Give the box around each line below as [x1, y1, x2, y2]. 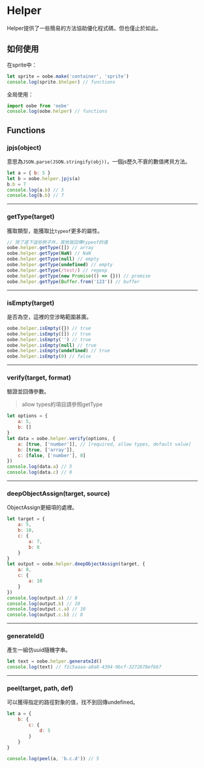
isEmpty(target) [7, 298, 55, 307]
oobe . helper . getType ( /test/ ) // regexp [7, 267, 108, 273]
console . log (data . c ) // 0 [7, 469, 72, 476]
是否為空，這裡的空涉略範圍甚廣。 [7, 313, 92, 320]
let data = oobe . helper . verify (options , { [7, 435, 116, 441]
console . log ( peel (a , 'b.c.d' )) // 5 [7, 755, 99, 761]
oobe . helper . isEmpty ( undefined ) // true [7, 348, 111, 354]
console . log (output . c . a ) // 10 [7, 606, 86, 612]
